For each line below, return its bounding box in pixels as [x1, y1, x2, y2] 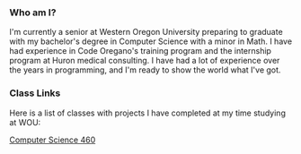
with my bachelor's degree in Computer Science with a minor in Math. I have [9, 36, 293, 47]
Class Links [9, 87, 61, 99]
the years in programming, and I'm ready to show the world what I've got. [9, 64, 281, 75]
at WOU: [9, 116, 41, 127]
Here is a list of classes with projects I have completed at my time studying [9, 107, 286, 118]
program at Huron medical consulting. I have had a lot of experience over [9, 56, 280, 66]
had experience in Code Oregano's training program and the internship [9, 46, 272, 56]
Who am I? [9, 6, 57, 19]
